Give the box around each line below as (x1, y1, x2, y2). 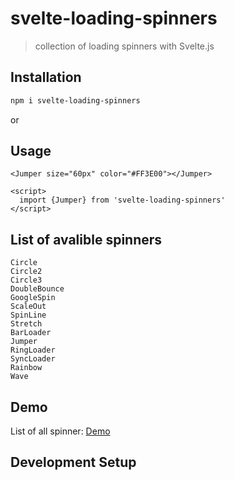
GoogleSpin (10, 293, 56, 303)
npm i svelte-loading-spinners (10, 95, 141, 106)
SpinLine (10, 310, 47, 321)
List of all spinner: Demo (10, 425, 111, 437)
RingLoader (10, 345, 56, 356)
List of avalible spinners (10, 231, 163, 248)
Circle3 (10, 275, 43, 286)
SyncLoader (10, 354, 56, 364)
